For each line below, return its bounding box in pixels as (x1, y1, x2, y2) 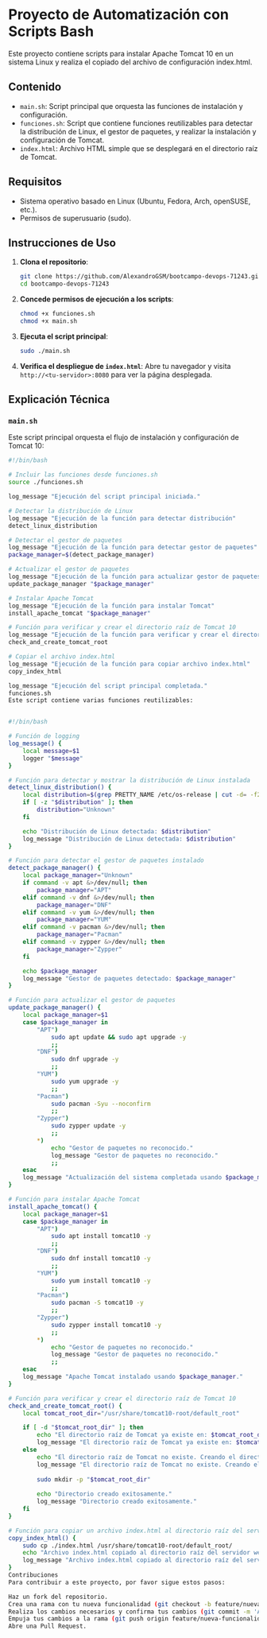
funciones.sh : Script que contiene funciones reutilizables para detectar (19, 118, 253, 128)
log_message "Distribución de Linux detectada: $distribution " (22, 835, 237, 843)
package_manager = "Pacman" (37, 930, 123, 939)
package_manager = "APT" (37, 886, 112, 894)
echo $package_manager (22, 967, 98, 975)
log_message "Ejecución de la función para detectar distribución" (8, 514, 237, 522)
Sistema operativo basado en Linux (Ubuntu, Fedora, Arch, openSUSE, (19, 196, 251, 206)
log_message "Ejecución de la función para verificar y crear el (8, 631, 229, 639)
